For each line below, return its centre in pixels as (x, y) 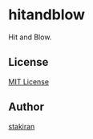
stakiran (22, 126)
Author (26, 107)
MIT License (29, 81)
